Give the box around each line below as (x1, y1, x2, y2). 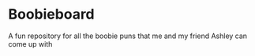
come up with (8, 39, 53, 48)
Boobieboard (8, 5, 95, 23)
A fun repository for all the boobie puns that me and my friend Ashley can (8, 31, 247, 40)
